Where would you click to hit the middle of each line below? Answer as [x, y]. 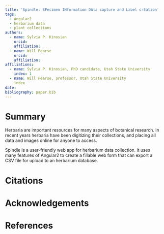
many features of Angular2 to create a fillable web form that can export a [79, 155]
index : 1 [23, 74]
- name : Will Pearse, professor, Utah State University [68, 78]
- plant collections [30, 28]
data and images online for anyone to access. [51, 140]
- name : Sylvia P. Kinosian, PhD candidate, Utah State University [80, 69]
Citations [24, 181]
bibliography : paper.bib [30, 92]
